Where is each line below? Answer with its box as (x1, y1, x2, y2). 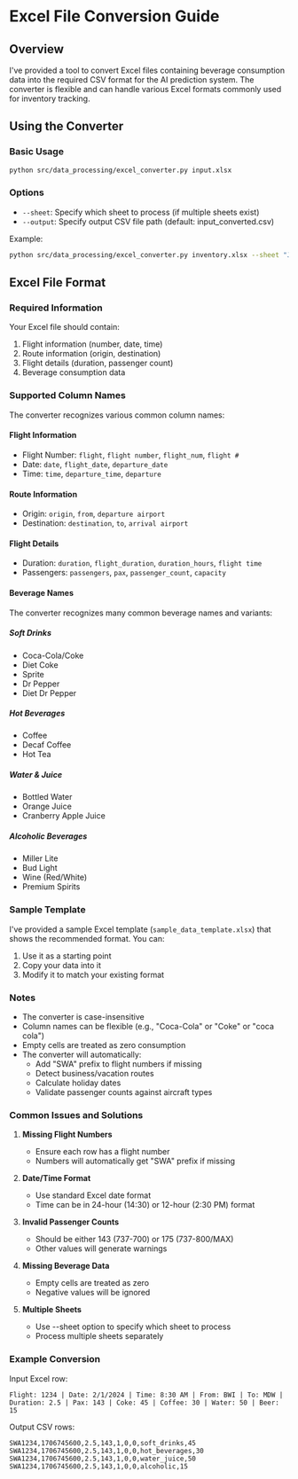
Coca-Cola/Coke (21, 650, 84, 661)
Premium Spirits (21, 881, 81, 892)
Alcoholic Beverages (9, 831, 88, 841)
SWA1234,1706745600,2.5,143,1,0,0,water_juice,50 (9, 1454, 197, 1463)
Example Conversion (9, 1353, 100, 1366)
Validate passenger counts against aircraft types (35, 1087, 213, 1097)
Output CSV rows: (9, 1421, 75, 1432)
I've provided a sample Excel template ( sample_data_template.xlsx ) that (9, 924, 272, 935)
